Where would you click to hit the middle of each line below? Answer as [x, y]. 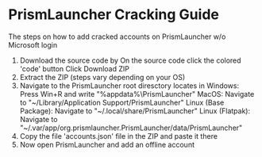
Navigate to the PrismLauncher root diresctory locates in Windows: [129, 86]
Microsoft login [33, 44]
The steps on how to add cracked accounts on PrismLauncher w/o [117, 36]
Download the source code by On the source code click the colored [130, 60]
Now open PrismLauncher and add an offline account [107, 144]
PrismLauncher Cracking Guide [114, 15]
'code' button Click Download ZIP [74, 68]
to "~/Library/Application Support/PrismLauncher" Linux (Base [122, 102]
